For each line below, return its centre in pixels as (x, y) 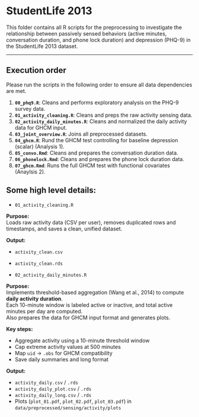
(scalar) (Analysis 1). (40, 146)
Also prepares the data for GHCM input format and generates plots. (88, 317)
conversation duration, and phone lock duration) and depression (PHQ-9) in (99, 40)
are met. (16, 91)
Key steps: (20, 329)
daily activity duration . (35, 299)
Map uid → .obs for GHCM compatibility (63, 353)
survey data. (30, 108)
